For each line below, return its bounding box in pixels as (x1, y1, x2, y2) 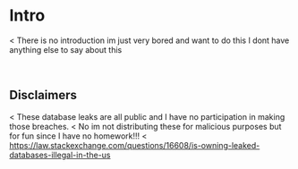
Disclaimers (9, 88, 78, 103)
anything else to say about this (9, 44, 123, 55)
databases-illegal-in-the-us (9, 149, 111, 160)
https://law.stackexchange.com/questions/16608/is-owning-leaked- (9, 139, 260, 150)
